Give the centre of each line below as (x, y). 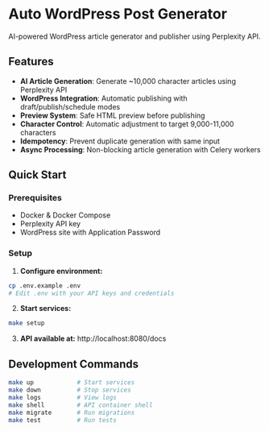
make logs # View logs (62, 397)
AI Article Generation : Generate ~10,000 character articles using (128, 81)
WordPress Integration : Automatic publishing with (103, 98)
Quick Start (37, 175)
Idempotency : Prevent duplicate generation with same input (120, 141)
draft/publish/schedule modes (70, 106)
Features (31, 62)
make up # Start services (72, 383)
